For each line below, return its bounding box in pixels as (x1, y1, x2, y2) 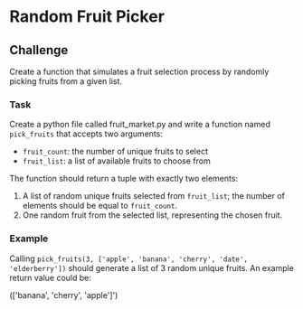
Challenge (9, 42, 69, 58)
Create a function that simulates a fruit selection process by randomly (9, 66, 270, 77)
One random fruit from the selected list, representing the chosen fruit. (22, 210, 283, 220)
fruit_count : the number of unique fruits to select (22, 146, 208, 157)
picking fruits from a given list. (9, 76, 123, 87)
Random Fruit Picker (9, 6, 166, 27)
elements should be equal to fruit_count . (22, 201, 178, 211)
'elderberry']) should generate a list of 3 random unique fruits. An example (9, 262, 294, 273)
